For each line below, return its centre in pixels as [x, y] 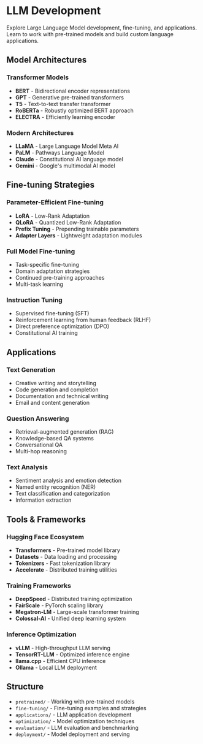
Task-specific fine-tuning [47, 264]
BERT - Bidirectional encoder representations [73, 91]
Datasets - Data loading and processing [66, 557]
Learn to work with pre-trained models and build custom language [90, 34]
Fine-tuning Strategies [51, 185]
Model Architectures [47, 60]
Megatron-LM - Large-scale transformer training [77, 612]
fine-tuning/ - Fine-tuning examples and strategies [81, 708]
